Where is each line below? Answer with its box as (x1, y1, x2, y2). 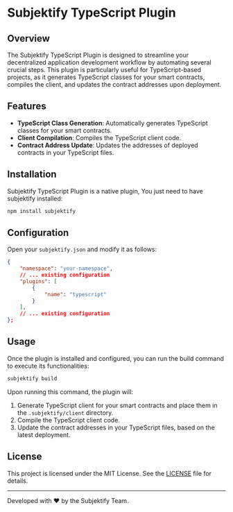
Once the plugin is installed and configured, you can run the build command (7, 354, 224, 362)
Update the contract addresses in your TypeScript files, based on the (17, 423, 215, 432)
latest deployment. (17, 430, 71, 438)
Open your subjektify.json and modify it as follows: (7, 245, 157, 254)
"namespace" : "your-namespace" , (19, 265, 113, 272)
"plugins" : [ (19, 278, 58, 285)
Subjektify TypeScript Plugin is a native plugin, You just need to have (7, 187, 203, 195)
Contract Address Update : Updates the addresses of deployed (17, 141, 199, 149)
